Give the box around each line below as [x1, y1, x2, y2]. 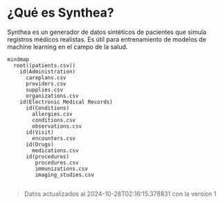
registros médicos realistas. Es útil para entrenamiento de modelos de [7, 35, 206, 43]
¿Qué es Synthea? [7, 5, 114, 21]
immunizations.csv [35, 165, 89, 172]
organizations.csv [25, 92, 79, 99]
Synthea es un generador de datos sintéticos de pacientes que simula [7, 28, 206, 36]
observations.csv [32, 123, 82, 130]
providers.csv [25, 80, 67, 87]
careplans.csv [25, 74, 67, 81]
